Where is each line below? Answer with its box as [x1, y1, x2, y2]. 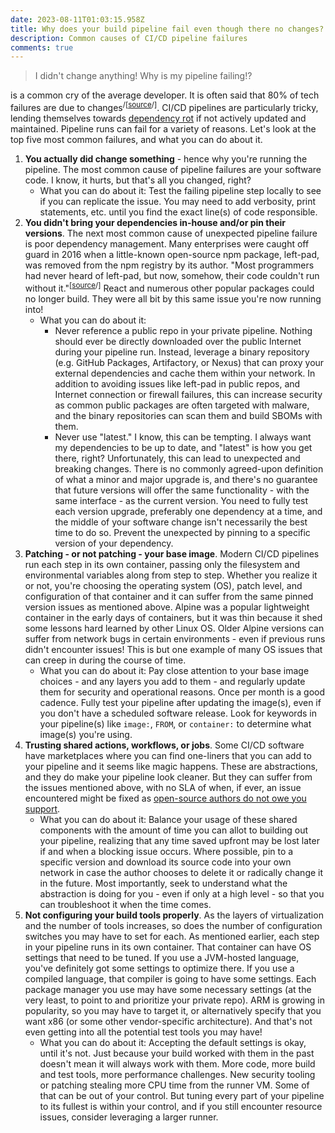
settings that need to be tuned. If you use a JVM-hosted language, [24, 951, 300, 963]
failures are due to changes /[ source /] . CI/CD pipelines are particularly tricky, [10, 100, 319, 113]
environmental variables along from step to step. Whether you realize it [24, 569, 318, 581]
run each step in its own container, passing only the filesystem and [24, 558, 301, 570]
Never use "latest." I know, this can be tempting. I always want [54, 431, 312, 443]
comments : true [10, 42, 74, 53]
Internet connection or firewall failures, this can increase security [54, 388, 323, 400]
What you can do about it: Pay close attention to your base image [39, 664, 310, 676]
